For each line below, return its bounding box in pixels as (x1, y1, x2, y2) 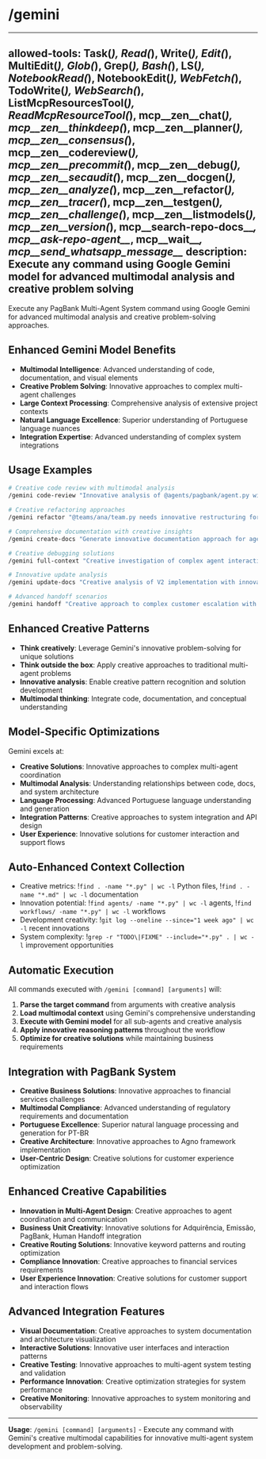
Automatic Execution (8, 963, 114, 977)
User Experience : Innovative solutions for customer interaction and (19, 829, 240, 839)
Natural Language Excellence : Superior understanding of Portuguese (19, 415, 248, 424)
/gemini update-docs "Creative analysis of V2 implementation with (8, 578, 236, 586)
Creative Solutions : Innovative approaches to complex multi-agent (19, 762, 238, 771)
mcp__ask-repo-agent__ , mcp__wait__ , (8, 232, 203, 247)
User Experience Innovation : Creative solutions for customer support (19, 1273, 248, 1283)
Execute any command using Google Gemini (8, 258, 231, 271)
